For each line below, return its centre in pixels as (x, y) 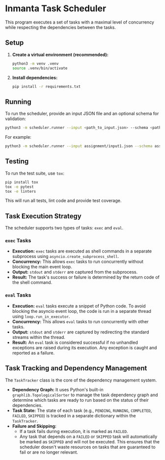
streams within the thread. (39, 337)
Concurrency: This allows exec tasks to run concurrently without (78, 262)
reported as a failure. (33, 353)
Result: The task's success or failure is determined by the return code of (86, 277)
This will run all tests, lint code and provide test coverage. (63, 201)
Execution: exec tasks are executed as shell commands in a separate (82, 251)
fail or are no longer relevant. (49, 452)
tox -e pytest (20, 187)
